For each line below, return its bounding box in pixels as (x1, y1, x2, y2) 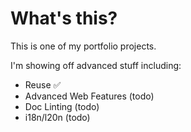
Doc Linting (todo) (24, 100, 100, 112)
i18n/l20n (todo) (24, 111, 91, 123)
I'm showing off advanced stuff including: (10, 59, 182, 71)
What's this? (10, 7, 118, 30)
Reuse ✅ (24, 78, 62, 91)
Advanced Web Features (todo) (24, 90, 155, 102)
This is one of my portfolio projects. (10, 40, 157, 52)
